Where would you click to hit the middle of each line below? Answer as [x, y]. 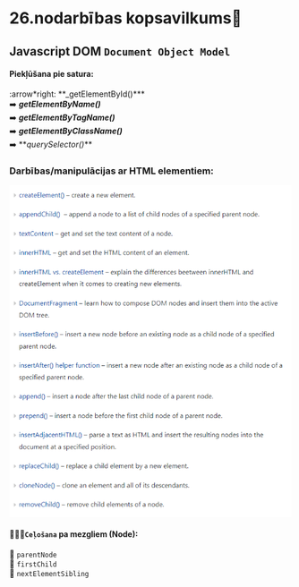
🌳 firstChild [33, 564]
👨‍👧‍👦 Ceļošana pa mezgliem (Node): [74, 534]
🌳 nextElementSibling [49, 574]
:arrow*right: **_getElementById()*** [77, 94]
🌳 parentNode [33, 555]
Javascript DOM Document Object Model [120, 51]
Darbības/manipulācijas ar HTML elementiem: [111, 171]
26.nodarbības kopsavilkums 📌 [126, 18]
